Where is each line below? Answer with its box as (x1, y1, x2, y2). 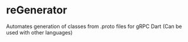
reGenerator (6, 3, 68, 17)
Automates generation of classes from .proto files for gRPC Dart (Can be (6, 23, 183, 30)
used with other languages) (6, 29, 73, 36)
